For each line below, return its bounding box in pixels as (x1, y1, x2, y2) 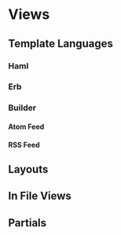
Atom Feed (8, 122, 45, 131)
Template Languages (8, 37, 114, 50)
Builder (8, 102, 37, 113)
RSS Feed (8, 140, 41, 149)
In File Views (8, 189, 72, 203)
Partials (8, 216, 47, 229)
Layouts (8, 163, 49, 176)
